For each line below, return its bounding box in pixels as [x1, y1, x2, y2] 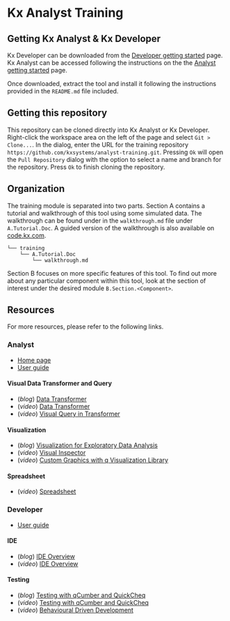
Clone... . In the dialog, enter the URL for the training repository [7, 140, 189, 149]
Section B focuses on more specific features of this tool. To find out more [7, 269, 217, 277]
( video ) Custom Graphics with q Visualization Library [17, 456, 169, 465]
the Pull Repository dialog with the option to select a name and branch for [7, 155, 222, 163]
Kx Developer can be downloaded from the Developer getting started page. [7, 51, 224, 59]
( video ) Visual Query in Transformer [17, 410, 120, 418]
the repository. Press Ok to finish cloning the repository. [7, 163, 165, 171]
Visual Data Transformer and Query [7, 379, 113, 388]
